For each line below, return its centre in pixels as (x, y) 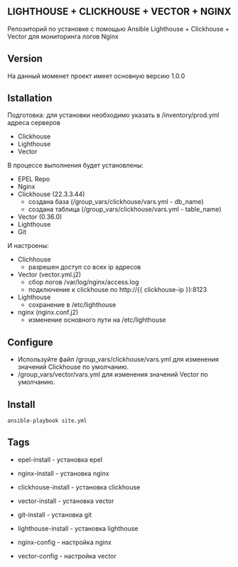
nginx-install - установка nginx (63, 473)
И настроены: (28, 246)
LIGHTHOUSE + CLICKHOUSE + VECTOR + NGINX (119, 12)
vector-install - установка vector (66, 501)
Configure (30, 342)
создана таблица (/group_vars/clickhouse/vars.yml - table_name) (125, 210)
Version (25, 59)
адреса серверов (34, 123)
